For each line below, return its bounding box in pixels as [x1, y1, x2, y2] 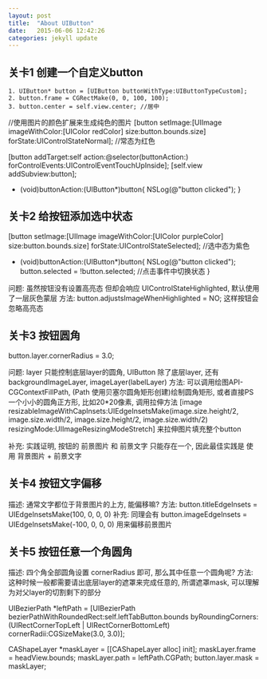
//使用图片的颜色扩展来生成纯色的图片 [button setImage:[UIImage [8, 117, 222, 128]
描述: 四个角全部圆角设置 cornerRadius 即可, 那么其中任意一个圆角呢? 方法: [8, 568, 253, 578]
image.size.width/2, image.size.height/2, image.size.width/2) [8, 415, 209, 424]
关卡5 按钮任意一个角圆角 [8, 545, 133, 558]
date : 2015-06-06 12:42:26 [8, 26, 105, 34]
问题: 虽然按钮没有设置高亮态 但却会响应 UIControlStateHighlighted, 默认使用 [8, 283, 260, 292]
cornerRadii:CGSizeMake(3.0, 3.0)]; [8, 629, 125, 639]
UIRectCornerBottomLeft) [86, 621, 171, 630]
